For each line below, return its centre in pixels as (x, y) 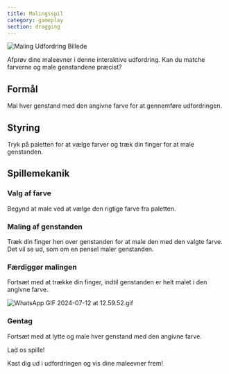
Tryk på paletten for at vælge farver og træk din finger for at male (101, 144)
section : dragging (34, 26)
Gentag (20, 321)
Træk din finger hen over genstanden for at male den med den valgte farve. (115, 241)
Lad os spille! (26, 350)
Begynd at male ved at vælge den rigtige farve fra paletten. (92, 209)
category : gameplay (35, 20)
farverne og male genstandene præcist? (65, 67)
